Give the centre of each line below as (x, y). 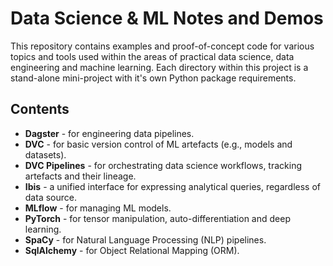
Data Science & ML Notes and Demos (167, 18)
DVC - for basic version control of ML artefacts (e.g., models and (158, 144)
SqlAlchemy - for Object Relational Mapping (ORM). (132, 250)
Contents (40, 109)
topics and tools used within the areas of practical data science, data (152, 56)
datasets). (45, 154)
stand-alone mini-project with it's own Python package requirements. (153, 78)
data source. (50, 197)
